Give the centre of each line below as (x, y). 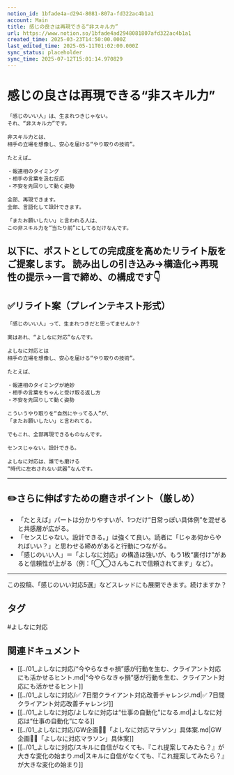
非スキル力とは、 (28, 137)
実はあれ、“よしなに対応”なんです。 (52, 337)
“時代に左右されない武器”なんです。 (52, 469)
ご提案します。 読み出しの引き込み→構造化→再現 (112, 264)
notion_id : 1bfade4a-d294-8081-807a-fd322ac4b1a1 (81, 14)
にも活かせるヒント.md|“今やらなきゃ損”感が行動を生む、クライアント (118, 677)
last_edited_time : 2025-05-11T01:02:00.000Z (73, 46)
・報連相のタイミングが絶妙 (41, 385)
